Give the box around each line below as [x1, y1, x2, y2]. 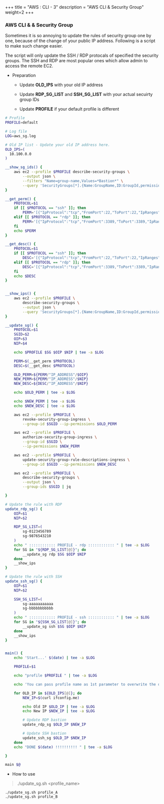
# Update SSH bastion [22, 731, 67, 736]
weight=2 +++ [5, 9, 34, 15]
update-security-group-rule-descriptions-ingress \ [22, 457, 130, 462]
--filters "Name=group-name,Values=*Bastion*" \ [22, 178, 123, 183]
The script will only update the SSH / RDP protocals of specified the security [5, 52, 159, 58]
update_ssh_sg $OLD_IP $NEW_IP [22, 735, 86, 740]
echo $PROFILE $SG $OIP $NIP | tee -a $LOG [14, 350, 104, 355]
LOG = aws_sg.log [5, 133, 36, 139]
